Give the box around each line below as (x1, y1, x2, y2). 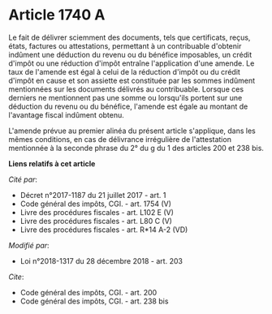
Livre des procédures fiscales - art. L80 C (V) (19, 216, 173, 226)
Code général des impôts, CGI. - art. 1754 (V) (19, 199, 172, 209)
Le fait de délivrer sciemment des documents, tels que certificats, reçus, (8, 32, 251, 42)
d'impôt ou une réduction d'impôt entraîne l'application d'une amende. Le (8, 58, 255, 68)
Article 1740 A (8, 6, 106, 24)
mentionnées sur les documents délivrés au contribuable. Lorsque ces (8, 84, 244, 94)
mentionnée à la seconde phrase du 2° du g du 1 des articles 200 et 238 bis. (8, 143, 264, 153)
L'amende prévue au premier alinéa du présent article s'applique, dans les (8, 126, 256, 135)
